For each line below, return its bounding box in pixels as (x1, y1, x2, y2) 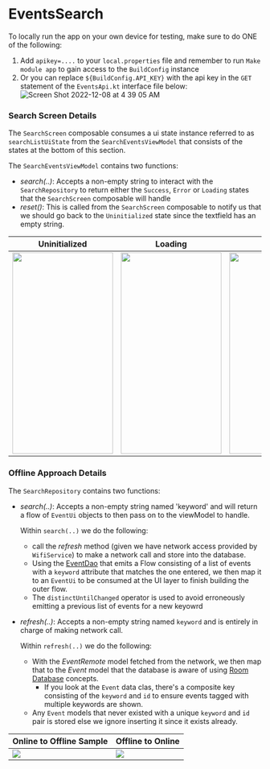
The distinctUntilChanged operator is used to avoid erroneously (31, 593, 245, 602)
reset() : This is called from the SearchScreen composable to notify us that (19, 202, 262, 212)
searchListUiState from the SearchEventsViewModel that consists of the (8, 137, 243, 147)
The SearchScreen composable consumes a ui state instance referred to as (8, 128, 255, 138)
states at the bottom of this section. (8, 146, 126, 155)
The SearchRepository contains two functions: (8, 486, 161, 495)
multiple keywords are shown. (43, 699, 143, 709)
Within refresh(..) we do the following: (19, 641, 153, 651)
